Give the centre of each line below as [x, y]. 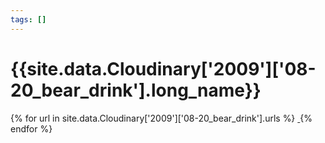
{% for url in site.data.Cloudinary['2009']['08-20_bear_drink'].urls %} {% [161, 118]
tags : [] [28, 19]
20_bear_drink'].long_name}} [136, 90]
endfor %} [31, 128]
